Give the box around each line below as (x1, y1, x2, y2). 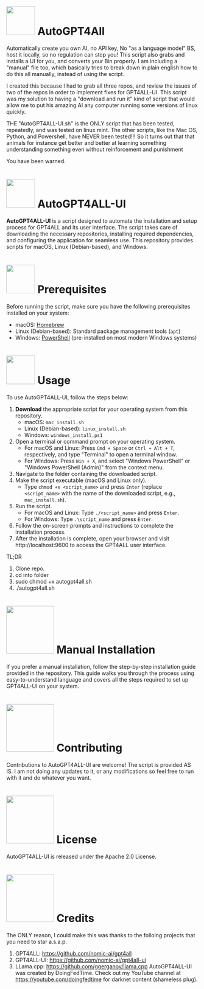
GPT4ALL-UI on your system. (6, 682, 80, 690)
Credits (56, 911, 94, 925)
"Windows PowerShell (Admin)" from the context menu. (24, 463, 164, 471)
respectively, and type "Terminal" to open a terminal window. (24, 450, 178, 458)
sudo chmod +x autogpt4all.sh (15, 578, 93, 585)
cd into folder (15, 571, 49, 578)
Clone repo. (15, 565, 45, 572)
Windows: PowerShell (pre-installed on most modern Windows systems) (15, 334, 197, 341)
